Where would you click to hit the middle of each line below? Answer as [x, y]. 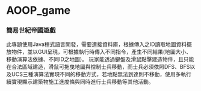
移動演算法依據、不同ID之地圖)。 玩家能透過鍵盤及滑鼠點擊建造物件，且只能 [100, 59]
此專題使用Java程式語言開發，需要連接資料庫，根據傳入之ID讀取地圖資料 [97, 44]
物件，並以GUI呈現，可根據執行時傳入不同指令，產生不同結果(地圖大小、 [101, 52]
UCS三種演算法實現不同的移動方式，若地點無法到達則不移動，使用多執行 [101, 74]
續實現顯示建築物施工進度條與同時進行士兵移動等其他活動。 [80, 82]
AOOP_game [39, 10]
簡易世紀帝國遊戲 [31, 31]
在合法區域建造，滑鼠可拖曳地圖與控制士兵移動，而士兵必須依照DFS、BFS [98, 67]
